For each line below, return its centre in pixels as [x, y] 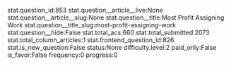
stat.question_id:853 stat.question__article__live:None [85, 10]
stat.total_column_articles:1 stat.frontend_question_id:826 [91, 40]
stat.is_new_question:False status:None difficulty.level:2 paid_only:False [112, 47]
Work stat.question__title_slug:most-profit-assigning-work [92, 25]
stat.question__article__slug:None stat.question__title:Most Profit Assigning [116, 18]
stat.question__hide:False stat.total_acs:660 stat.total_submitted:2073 [108, 32]
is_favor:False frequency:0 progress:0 [63, 55]
